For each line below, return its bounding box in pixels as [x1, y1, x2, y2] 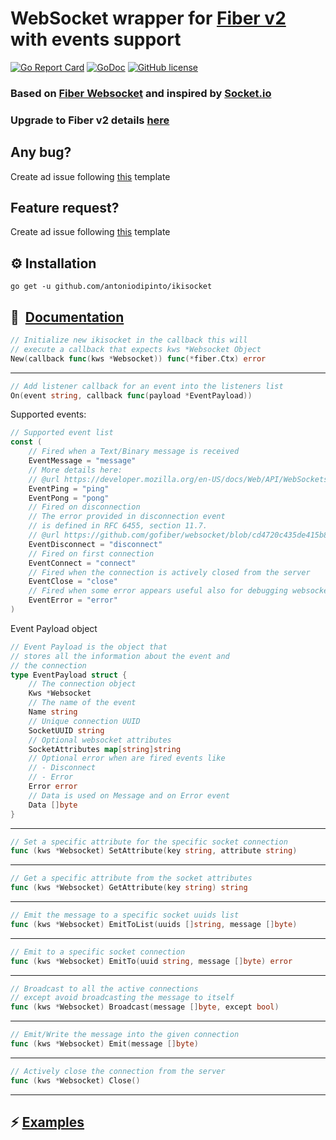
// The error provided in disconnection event [28, 512, 226, 522]
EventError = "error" [28, 595, 118, 606]
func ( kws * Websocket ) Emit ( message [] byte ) [10, 1039, 199, 1049]
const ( [10, 437, 43, 447]
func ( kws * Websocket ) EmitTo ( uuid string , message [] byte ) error [10, 956, 293, 966]
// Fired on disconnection [28, 502, 141, 512]
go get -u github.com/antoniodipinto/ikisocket [10, 282, 213, 292]
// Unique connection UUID [28, 716, 141, 726]
